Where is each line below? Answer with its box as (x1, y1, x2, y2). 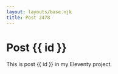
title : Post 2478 (6, 15, 50, 21)
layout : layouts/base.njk (6, 8, 72, 15)
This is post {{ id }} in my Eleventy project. (6, 61, 113, 68)
